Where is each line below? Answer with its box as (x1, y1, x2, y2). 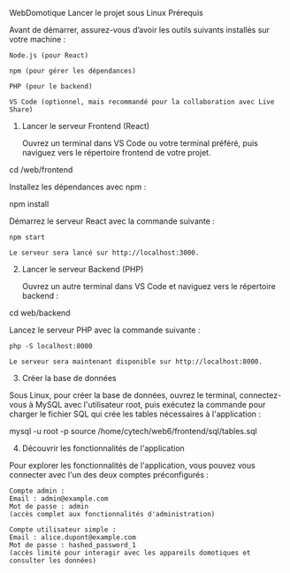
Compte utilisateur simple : (9, 525, 117, 534)
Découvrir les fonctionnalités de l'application (21, 443, 186, 454)
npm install (9, 199, 50, 209)
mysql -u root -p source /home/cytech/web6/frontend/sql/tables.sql (9, 426, 258, 436)
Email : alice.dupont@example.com (9, 533, 137, 542)
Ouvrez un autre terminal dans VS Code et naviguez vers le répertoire (21, 281, 276, 291)
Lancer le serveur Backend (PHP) (21, 264, 144, 274)
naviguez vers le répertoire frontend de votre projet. (21, 148, 211, 157)
